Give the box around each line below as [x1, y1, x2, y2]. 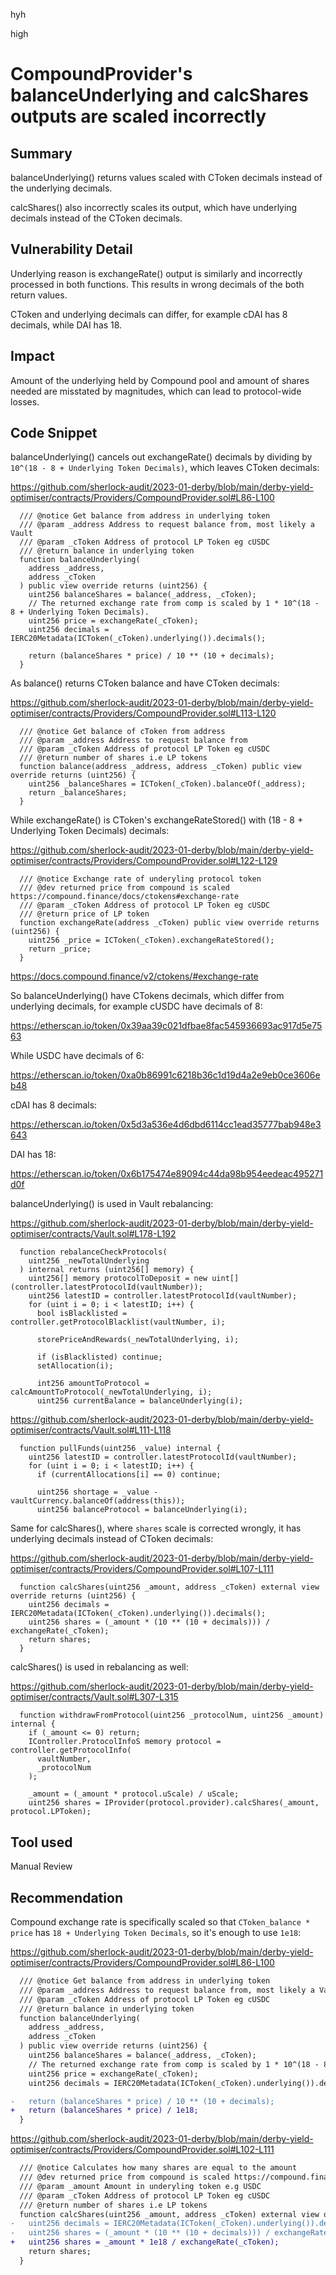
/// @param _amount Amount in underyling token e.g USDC [19, 2181, 262, 2191]
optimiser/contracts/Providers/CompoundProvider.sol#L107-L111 [10, 1563, 274, 1575]
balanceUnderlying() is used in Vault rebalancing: [10, 1198, 214, 1210]
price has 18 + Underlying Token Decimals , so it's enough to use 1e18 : [10, 1927, 302, 1939]
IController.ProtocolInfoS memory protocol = [28, 1737, 222, 1747]
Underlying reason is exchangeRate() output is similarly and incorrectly [10, 267, 303, 279]
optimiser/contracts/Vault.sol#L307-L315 [10, 1691, 179, 1703]
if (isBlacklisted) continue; [36, 1352, 163, 1363]
